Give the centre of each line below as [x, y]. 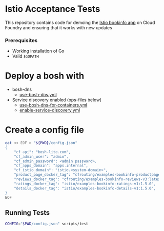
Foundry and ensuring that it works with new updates [59, 27]
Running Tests [27, 213]
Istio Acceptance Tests [53, 9]
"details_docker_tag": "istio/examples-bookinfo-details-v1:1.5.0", [85, 188]
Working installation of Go [38, 51]
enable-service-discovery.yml [50, 110]
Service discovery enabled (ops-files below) [57, 100]
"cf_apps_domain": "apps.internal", [51, 166]
